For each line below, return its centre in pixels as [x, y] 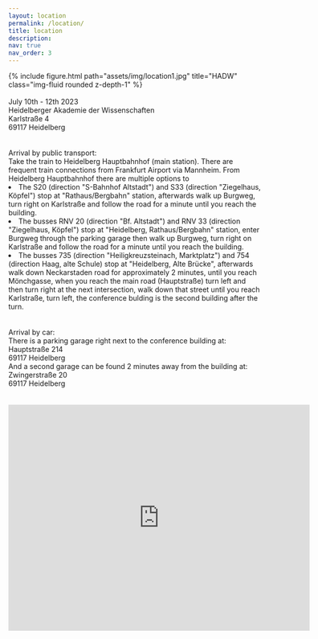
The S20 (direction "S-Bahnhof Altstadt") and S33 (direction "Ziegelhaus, [140, 187]
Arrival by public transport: [53, 153]
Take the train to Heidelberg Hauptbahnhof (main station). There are [121, 161]
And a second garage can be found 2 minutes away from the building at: [128, 366]
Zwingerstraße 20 [38, 375]
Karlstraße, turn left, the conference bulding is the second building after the [133, 298]
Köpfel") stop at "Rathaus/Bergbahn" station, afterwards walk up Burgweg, [132, 195]
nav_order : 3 [30, 53]
